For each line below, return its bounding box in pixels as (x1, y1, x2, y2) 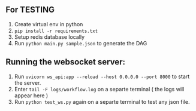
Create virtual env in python (14, 20, 83, 27)
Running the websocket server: (5, 57, 125, 67)
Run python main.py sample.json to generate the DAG (14, 39, 147, 47)
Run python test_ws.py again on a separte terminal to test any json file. (14, 98, 190, 105)
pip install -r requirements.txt (14, 28, 98, 34)
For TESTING (5, 5, 55, 15)
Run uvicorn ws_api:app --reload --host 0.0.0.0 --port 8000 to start (14, 73, 190, 80)
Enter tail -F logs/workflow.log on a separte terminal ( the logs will (14, 85, 185, 92)
